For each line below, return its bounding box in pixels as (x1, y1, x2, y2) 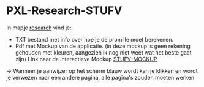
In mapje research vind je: (6, 24, 72, 31)
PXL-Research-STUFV (6, 4, 123, 18)
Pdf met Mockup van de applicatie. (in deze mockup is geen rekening (15, 42, 191, 50)
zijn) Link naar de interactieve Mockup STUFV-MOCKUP (15, 55, 157, 62)
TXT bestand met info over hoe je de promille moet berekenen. (15, 36, 174, 43)
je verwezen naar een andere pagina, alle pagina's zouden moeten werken (6, 74, 195, 81)
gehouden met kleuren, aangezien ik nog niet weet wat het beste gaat (15, 48, 192, 56)
